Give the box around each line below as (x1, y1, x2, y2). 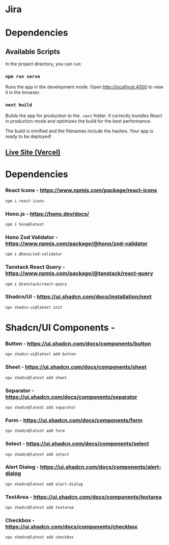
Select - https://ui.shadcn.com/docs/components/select (5, 440, 149, 447)
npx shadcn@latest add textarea (5, 505, 74, 510)
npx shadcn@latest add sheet (5, 375, 67, 380)
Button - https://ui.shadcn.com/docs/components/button (5, 340, 151, 347)
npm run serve (5, 74, 40, 80)
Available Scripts (5, 47, 60, 56)
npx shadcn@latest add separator (5, 405, 76, 410)
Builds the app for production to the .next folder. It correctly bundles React (5, 112, 162, 119)
